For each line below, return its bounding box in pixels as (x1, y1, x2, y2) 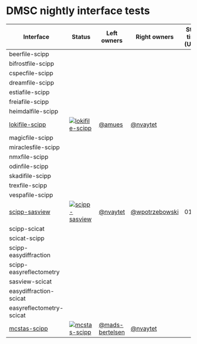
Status (72, 32, 91, 41)
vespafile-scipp (9, 191, 53, 199)
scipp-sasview (9, 207, 51, 215)
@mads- (98, 321, 124, 329)
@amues (98, 120, 123, 129)
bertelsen (98, 328, 125, 336)
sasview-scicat (9, 277, 52, 285)
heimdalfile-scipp (9, 107, 59, 115)
